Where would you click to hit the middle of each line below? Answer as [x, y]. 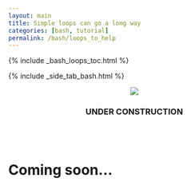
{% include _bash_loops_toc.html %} [69, 61]
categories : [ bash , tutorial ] [59, 30]
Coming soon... [61, 170]
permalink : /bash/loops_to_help [62, 38]
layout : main [30, 16]
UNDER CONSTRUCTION [134, 112]
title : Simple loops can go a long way [75, 23]
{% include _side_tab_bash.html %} [67, 76]
